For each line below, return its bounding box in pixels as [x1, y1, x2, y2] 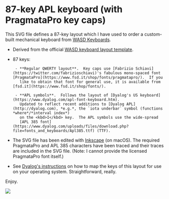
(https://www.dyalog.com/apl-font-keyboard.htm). [12, 97, 120, 102]
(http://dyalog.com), [12, 106, 58, 111]
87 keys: [12, 56, 30, 62]
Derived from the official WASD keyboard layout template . [12, 46, 133, 52]
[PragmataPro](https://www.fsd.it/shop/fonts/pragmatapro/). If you [12, 75, 163, 80]
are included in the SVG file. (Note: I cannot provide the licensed [12, 148, 147, 154]
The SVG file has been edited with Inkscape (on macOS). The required [12, 137, 160, 143]
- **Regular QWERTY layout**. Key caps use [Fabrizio [15, 66, 133, 71]
